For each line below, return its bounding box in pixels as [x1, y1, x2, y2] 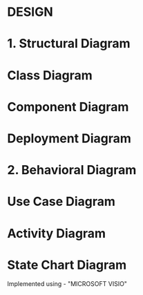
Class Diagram [7, 67, 93, 83]
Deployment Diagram [7, 131, 131, 146]
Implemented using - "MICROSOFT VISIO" [7, 280, 128, 288]
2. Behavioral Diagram [7, 162, 137, 178]
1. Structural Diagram [7, 36, 131, 52]
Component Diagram [7, 99, 129, 115]
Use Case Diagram [7, 194, 116, 209]
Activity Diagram [7, 225, 106, 241]
